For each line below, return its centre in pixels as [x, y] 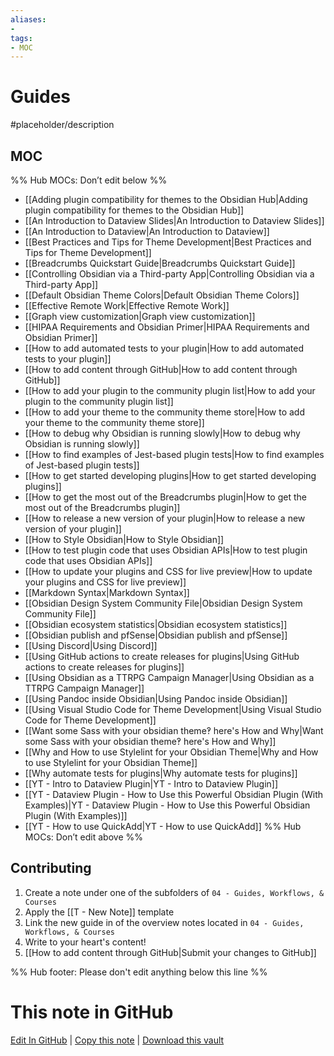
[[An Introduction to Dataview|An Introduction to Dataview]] [147, 231]
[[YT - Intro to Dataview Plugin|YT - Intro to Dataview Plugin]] [151, 784]
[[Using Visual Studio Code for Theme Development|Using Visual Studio [173, 709]
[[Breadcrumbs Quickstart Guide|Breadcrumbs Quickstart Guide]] [160, 263]
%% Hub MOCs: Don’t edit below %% [89, 180]
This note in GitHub [92, 1012]
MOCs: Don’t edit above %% [83, 837]
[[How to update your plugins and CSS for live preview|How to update [168, 571]
